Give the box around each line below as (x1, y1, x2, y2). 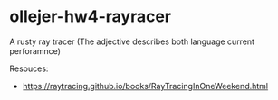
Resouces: (9, 63, 49, 74)
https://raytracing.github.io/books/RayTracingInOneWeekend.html (22, 80, 269, 91)
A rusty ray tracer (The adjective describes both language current (9, 36, 255, 47)
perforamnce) (9, 45, 62, 56)
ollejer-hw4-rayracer (9, 6, 172, 27)
